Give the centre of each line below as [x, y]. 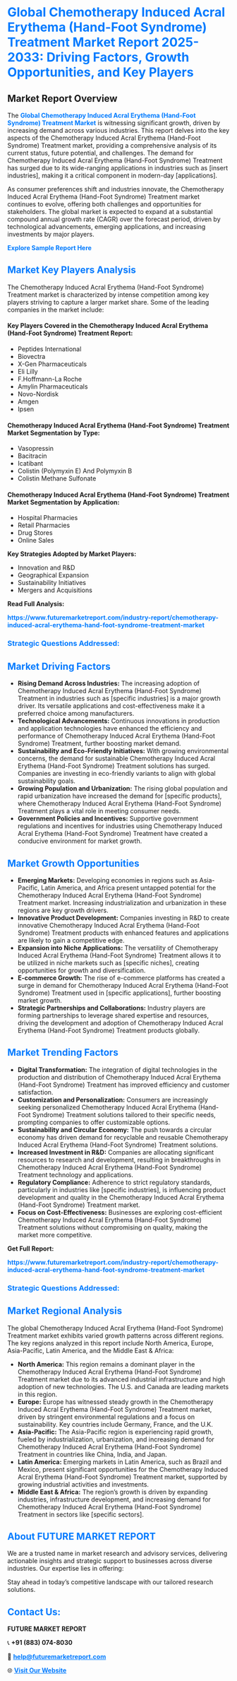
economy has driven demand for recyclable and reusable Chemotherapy [123, 1137]
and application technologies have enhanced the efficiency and [110, 729]
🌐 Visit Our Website [37, 1670]
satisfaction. [35, 1092]
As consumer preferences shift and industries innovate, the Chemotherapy [116, 189]
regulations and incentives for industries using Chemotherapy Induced [120, 826]
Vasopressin [36, 449]
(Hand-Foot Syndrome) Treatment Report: [70, 334]
